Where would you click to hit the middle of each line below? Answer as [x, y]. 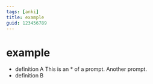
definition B [29, 76]
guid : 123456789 [27, 23]
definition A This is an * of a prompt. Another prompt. [81, 69]
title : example [25, 17]
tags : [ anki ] [23, 12]
